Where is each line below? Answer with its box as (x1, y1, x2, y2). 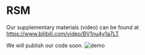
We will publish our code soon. (6, 42, 83, 49)
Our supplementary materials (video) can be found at (6, 24, 140, 31)
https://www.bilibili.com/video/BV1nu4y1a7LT (6, 30, 120, 37)
